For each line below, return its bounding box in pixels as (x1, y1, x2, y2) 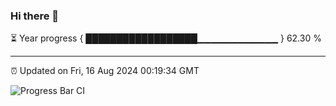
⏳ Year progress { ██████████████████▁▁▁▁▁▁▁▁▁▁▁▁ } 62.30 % (10, 32, 322, 44)
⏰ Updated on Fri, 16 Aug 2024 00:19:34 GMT (10, 65, 200, 77)
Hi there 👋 (10, 9, 60, 23)
